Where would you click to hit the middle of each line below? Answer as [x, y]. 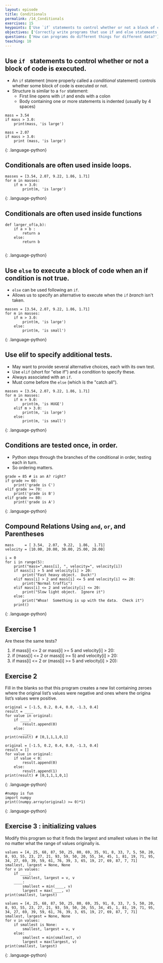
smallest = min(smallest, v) [52, 937]
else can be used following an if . [45, 290]
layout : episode [21, 10]
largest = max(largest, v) [50, 942]
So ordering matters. [33, 467]
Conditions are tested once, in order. [61, 445]
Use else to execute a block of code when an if [77, 270]
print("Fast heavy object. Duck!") [59, 575]
